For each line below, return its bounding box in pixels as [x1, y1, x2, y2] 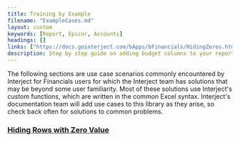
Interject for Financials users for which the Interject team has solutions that [7, 77, 228, 85]
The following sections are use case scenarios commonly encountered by [7, 69, 225, 78]
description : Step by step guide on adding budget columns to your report [7, 50, 235, 58]
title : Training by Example [7, 10, 91, 18]
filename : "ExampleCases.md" [7, 17, 94, 24]
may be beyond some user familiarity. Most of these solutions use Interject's [7, 84, 232, 93]
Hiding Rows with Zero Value [7, 125, 109, 135]
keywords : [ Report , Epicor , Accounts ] [7, 30, 123, 38]
